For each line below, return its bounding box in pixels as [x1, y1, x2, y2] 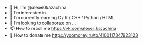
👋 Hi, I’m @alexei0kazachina [9, 5, 67, 10]
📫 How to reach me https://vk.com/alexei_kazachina [9, 26, 116, 31]
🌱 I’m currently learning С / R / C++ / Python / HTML [9, 15, 115, 20]
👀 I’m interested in [9, 10, 46, 15]
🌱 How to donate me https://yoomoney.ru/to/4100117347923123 [9, 32, 138, 38]
